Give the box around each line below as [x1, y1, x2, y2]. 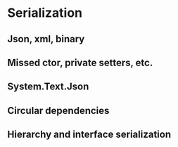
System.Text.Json [7, 81, 89, 93]
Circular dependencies [7, 104, 110, 117]
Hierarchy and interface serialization [7, 129, 171, 141]
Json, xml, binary [7, 33, 85, 45]
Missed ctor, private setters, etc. [7, 56, 153, 68]
